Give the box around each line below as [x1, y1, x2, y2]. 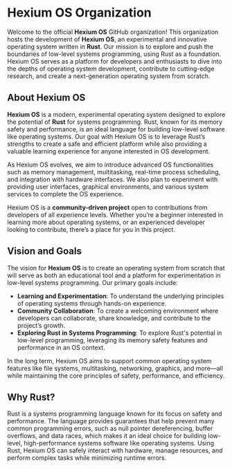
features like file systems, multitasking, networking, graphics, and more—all [7, 364, 224, 372]
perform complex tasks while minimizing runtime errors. [7, 454, 167, 462]
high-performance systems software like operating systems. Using [24, 439, 215, 448]
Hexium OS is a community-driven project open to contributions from [7, 203, 208, 212]
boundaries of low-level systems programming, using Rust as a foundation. [7, 50, 222, 58]
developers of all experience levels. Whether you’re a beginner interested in [7, 210, 224, 219]
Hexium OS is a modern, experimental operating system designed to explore [7, 110, 226, 118]
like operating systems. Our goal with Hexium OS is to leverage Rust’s [7, 132, 206, 140]
